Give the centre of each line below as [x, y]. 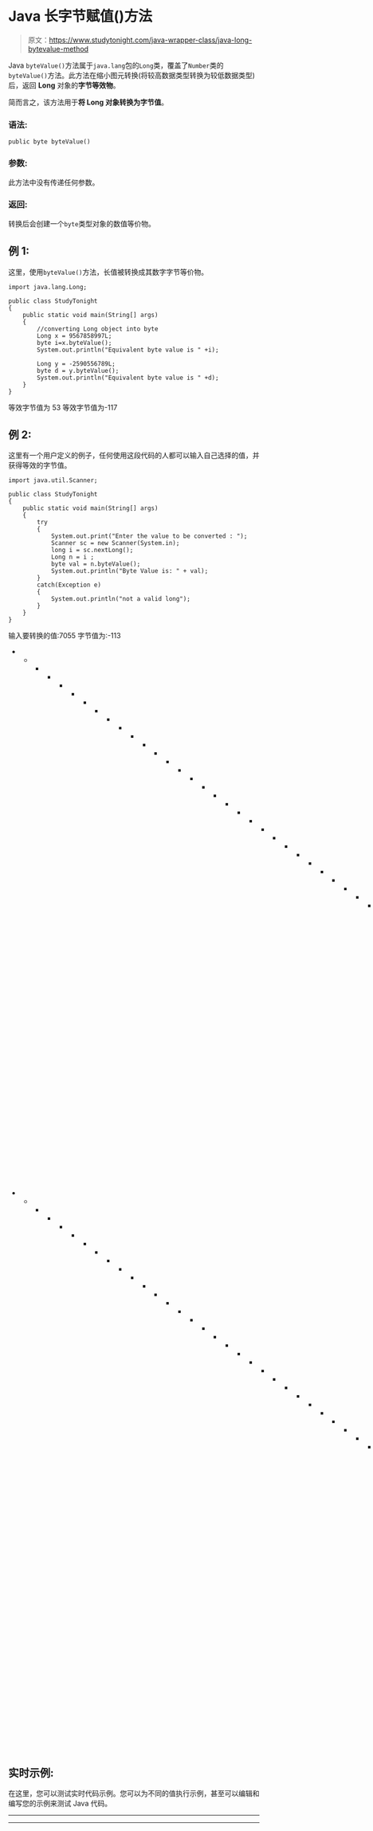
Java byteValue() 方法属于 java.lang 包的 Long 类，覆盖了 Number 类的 [116, 65]
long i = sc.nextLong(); [92, 551]
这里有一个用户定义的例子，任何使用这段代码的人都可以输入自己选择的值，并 [134, 456]
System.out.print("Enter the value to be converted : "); [149, 536]
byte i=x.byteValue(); [75, 343]
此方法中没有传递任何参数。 [54, 182]
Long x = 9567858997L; [75, 335]
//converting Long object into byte [98, 329]
